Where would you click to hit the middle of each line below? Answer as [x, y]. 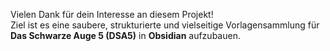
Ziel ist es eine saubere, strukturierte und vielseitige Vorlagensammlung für [165, 25]
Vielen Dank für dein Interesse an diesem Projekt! [112, 14]
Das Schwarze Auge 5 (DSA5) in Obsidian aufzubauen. [125, 35]
